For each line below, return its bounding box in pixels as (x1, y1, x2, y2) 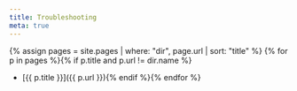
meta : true (9, 21, 50, 30)
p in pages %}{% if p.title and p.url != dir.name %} (9, 55, 192, 65)
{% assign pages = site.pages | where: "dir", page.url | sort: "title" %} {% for (9, 45, 288, 56)
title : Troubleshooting (9, 12, 98, 22)
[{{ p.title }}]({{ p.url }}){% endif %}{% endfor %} (21, 72, 201, 82)
